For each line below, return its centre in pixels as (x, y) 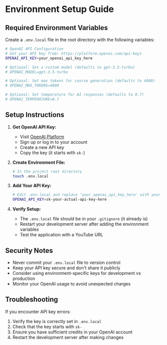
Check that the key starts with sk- (47, 326)
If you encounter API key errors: (38, 311)
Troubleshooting (32, 300)
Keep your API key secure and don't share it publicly (66, 268)
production (24, 278)
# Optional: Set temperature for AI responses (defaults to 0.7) (74, 95)
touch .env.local (30, 176)
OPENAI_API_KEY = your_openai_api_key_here (49, 58)
